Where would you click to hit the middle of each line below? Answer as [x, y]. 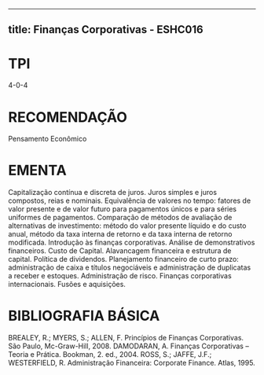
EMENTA [37, 171]
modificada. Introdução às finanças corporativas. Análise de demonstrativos [132, 243]
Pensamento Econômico [48, 139]
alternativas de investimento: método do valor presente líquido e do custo [127, 226]
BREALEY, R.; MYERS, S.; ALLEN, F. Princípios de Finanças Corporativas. [126, 338]
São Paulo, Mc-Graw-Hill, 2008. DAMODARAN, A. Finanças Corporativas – [128, 346]
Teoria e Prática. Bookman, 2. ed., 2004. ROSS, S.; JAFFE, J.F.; [110, 355]
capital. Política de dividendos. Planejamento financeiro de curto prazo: [124, 259]
